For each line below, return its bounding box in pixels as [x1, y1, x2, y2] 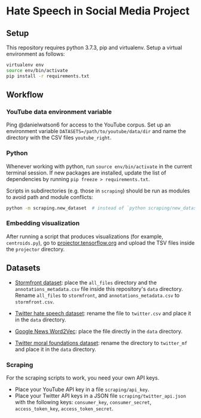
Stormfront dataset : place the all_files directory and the [14, 279, 157, 286]
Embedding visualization [6, 219, 80, 227]
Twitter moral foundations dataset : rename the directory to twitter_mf [14, 339, 187, 346]
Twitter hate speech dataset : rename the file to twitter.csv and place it [14, 309, 191, 317]
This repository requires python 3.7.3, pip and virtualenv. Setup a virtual [6, 44, 182, 51]
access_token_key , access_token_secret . [14, 405, 114, 412]
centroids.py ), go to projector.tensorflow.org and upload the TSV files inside [6, 239, 195, 246]
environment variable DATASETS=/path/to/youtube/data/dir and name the [6, 128, 187, 135]
